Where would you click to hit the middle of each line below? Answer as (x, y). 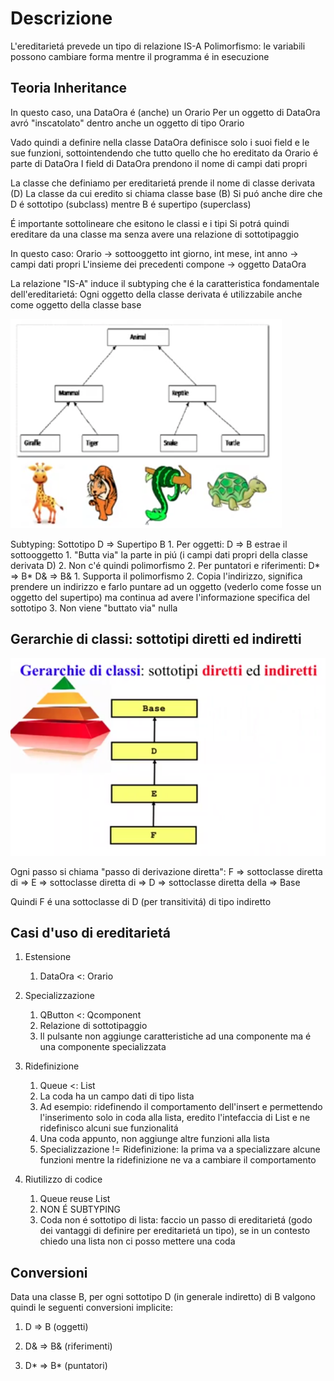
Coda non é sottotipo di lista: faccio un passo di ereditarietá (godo (176, 1220)
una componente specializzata (103, 1047)
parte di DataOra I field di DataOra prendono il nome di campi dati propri (159, 163)
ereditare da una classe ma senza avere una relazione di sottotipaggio (155, 234)
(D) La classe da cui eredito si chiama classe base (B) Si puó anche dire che (166, 193)
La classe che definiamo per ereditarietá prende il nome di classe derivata (163, 183)
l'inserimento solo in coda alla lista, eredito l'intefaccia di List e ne (175, 1118)
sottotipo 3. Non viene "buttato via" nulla (94, 608)
